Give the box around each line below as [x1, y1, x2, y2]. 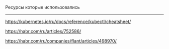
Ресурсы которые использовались [5, 4, 80, 10]
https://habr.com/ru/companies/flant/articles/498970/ [5, 38, 117, 44]
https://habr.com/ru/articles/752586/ [5, 28, 81, 34]
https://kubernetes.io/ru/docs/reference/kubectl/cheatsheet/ [5, 18, 131, 24]
